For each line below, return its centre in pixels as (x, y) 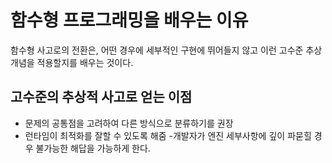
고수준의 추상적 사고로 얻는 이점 (101, 97)
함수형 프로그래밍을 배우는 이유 (129, 20)
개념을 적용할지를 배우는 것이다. (72, 62)
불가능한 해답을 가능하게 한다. (93, 148)
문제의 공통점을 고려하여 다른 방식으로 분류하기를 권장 (129, 123)
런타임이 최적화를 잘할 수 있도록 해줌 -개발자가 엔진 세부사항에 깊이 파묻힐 (168, 135)
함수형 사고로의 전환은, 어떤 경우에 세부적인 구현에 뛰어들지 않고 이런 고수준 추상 (166, 50)
